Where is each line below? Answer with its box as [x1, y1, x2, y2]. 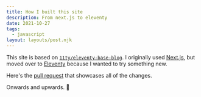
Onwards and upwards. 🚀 [6, 84, 70, 91]
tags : [6, 25, 20, 32]
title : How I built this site [6, 8, 83, 15]
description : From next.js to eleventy [6, 15, 108, 21]
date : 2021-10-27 [6, 20, 51, 26]
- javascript [12, 32, 45, 38]
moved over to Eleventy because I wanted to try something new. [6, 60, 167, 67]
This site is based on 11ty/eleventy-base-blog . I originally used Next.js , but [6, 54, 196, 61]
